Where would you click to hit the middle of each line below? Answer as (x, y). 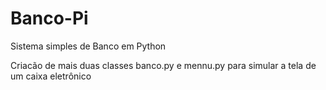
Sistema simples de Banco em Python (88, 46)
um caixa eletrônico (51, 76)
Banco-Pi (49, 18)
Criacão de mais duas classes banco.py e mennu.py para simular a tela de (163, 65)
